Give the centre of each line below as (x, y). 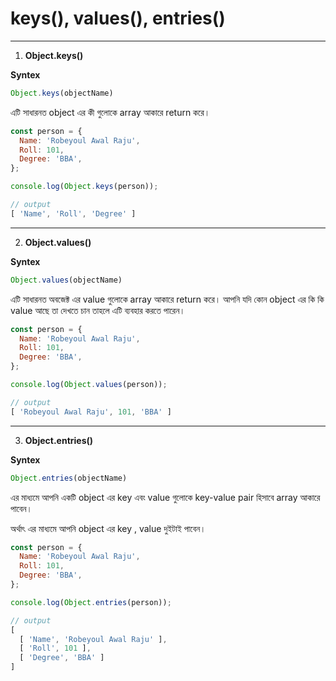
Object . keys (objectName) (62, 93)
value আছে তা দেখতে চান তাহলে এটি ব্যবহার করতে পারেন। (98, 310)
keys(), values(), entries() (118, 18)
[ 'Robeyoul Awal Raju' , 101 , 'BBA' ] (91, 412)
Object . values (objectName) (66, 280)
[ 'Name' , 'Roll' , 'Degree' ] (73, 213)
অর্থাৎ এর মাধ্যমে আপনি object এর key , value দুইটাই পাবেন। (108, 528)
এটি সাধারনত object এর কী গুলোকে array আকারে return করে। (110, 112)
